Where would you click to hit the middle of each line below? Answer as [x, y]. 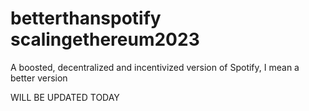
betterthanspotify [86, 18]
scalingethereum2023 [105, 39]
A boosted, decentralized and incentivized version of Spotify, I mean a [155, 67]
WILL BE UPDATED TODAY [65, 97]
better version [39, 78]
